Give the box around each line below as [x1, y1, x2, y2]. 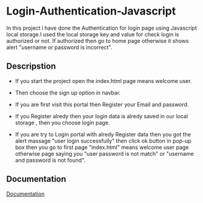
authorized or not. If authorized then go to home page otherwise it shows [6, 37, 189, 44]
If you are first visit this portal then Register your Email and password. [15, 101, 189, 108]
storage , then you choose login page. [15, 119, 110, 126]
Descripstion [6, 61, 56, 72]
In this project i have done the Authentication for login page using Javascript [6, 24, 197, 32]
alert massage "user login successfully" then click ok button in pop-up [15, 137, 191, 144]
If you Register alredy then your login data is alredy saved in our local [15, 112, 188, 119]
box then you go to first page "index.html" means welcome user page [15, 144, 189, 151]
